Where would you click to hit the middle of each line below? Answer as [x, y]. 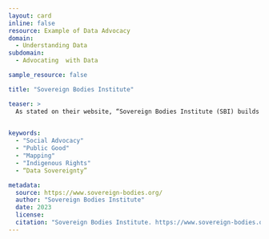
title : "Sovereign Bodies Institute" [71, 89]
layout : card [30, 16]
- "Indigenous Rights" [53, 163]
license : [30, 215]
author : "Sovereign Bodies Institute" [80, 200]
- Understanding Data [52, 46]
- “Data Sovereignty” [52, 170]
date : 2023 [34, 208]
